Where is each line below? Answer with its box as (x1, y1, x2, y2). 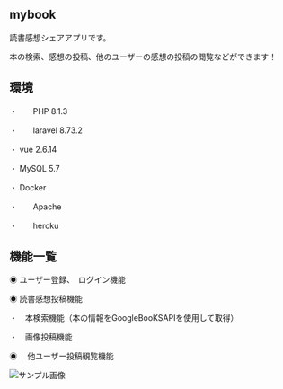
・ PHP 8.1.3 (9, 105, 68, 116)
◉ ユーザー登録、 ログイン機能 (9, 274, 126, 286)
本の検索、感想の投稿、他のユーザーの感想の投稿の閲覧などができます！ (9, 51, 277, 62)
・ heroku (9, 220, 59, 231)
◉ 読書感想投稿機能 (9, 294, 83, 305)
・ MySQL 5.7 (9, 163, 60, 173)
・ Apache (9, 201, 62, 212)
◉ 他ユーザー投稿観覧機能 (9, 350, 114, 362)
